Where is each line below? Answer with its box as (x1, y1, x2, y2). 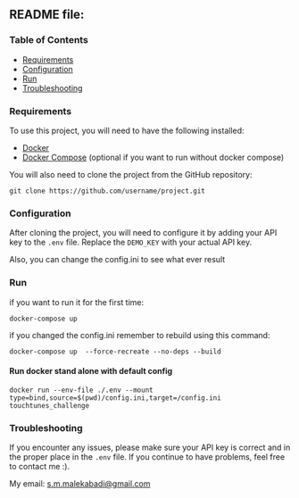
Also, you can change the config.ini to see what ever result (9, 254, 226, 265)
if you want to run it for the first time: (9, 296, 145, 307)
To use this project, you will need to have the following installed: (9, 125, 245, 136)
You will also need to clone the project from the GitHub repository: (9, 169, 253, 179)
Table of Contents (9, 34, 89, 46)
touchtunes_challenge (9, 401, 90, 410)
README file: (9, 7, 85, 22)
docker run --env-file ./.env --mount (9, 386, 154, 394)
